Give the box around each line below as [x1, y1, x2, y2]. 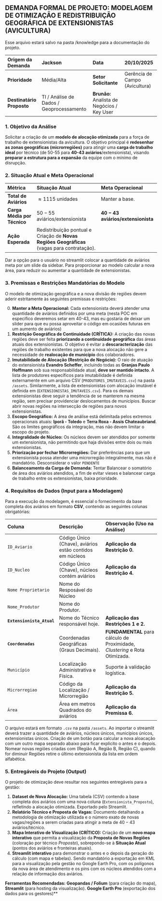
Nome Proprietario [7, 587, 50, 593]
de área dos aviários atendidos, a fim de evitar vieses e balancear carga [12, 470, 155, 476]
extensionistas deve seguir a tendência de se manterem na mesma [12, 393, 145, 399]
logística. [105, 670, 126, 676]
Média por [7, 213, 31, 220]
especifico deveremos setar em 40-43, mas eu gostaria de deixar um [12, 315, 150, 322]
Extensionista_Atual [7, 618, 54, 624]
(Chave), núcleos [59, 567, 98, 573]
